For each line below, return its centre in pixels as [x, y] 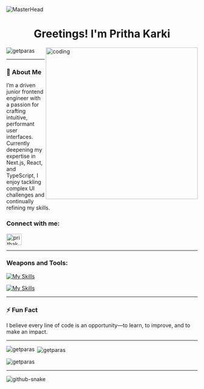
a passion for [23, 105]
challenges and [25, 195]
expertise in [21, 156]
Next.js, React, [25, 163]
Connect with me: [33, 223]
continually [20, 201]
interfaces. [20, 137]
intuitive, [17, 118]
